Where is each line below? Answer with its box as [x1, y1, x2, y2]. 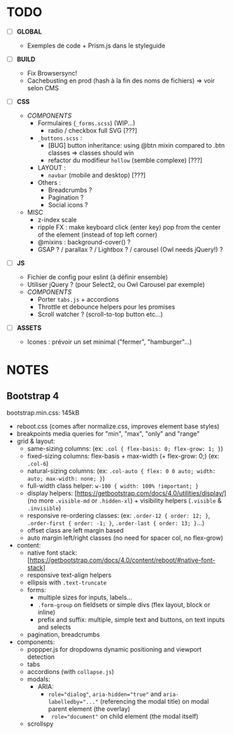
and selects [37, 623, 71, 631]
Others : [37, 178, 61, 187]
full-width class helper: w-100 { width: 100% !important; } [27, 482, 199, 490]
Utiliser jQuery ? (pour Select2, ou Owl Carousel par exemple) [27, 281, 206, 289]
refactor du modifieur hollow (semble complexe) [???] [48, 156, 203, 164]
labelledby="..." [48, 699, 99, 706]
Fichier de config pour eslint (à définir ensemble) [27, 273, 169, 281]
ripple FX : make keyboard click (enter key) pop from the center [37, 223, 221, 232]
